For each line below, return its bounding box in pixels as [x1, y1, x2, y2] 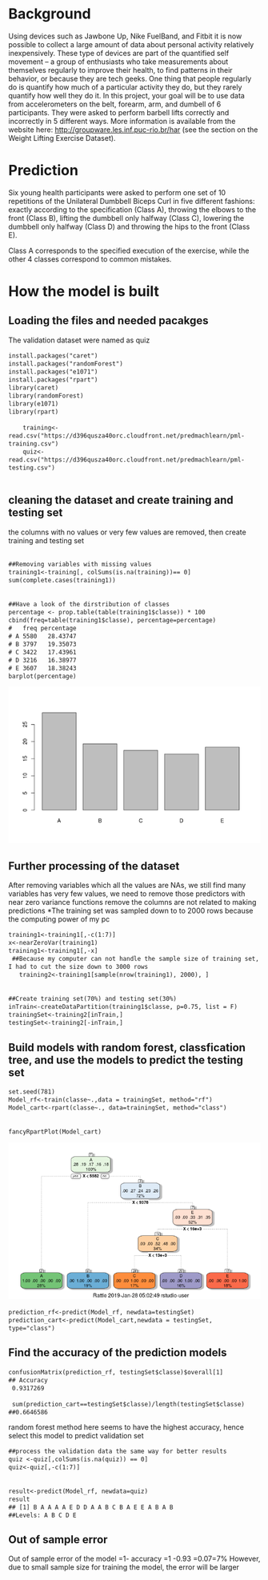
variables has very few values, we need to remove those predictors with [8, 889, 246, 898]
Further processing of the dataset [8, 859, 180, 873]
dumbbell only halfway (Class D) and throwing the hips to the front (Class [8, 222, 250, 231]
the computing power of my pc [8, 914, 110, 924]
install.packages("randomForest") [8, 359, 124, 368]
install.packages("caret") [8, 351, 98, 360]
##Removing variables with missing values [8, 560, 152, 568]
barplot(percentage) [8, 672, 78, 680]
